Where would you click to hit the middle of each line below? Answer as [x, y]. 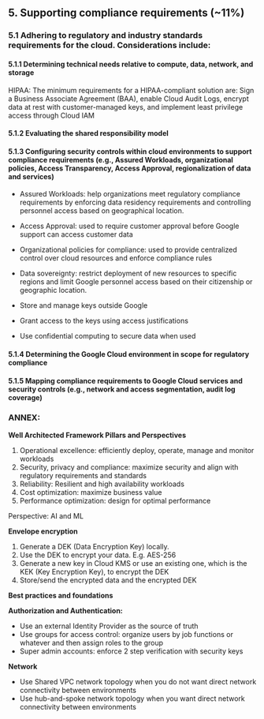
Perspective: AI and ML [46, 515]
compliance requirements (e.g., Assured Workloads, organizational [121, 159]
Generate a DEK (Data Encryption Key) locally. [94, 546]
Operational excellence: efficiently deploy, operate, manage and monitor [137, 450]
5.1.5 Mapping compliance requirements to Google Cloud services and [125, 380]
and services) [31, 176]
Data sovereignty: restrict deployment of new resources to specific [128, 273]
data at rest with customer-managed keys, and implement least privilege [126, 107]
